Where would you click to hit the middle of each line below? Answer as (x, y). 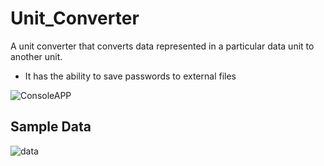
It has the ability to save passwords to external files (130, 76)
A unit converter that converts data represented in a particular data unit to (162, 46)
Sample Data (51, 127)
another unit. (36, 56)
